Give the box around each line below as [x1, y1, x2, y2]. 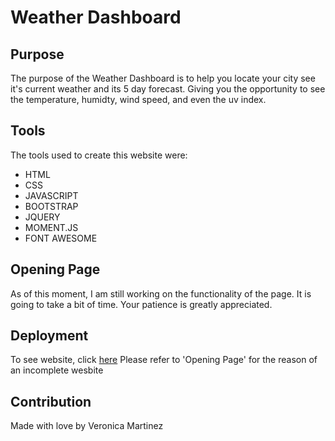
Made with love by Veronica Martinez [10, 420, 164, 432]
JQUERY [24, 211, 61, 223]
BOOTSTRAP [24, 200, 79, 212]
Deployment [10, 327, 89, 345]
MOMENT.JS [24, 221, 79, 233]
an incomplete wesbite [10, 364, 104, 376]
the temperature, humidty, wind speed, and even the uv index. [10, 94, 267, 105]
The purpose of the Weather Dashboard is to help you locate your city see [10, 72, 316, 84]
